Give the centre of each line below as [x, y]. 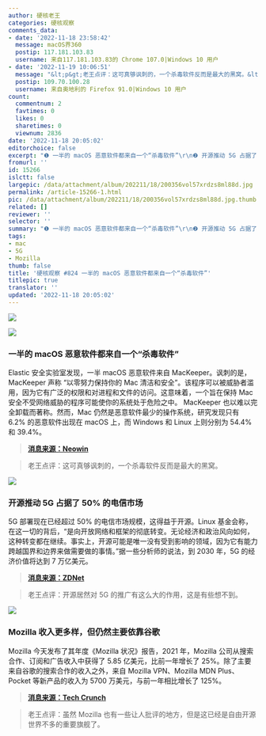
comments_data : [33, 30]
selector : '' [30, 222]
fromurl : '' [28, 163]
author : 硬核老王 [34, 15]
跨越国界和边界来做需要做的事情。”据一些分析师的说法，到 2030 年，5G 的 [128, 552]
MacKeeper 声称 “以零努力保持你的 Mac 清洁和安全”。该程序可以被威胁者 [128, 383]
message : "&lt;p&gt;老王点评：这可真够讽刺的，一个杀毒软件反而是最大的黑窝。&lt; [139, 74]
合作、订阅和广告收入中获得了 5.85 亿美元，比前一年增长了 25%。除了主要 [130, 661]
